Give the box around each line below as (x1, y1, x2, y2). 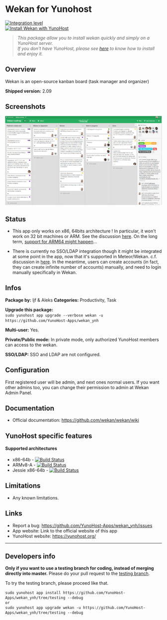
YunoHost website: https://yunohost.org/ (12, 533, 96, 539)
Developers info (5, 552, 56, 560)
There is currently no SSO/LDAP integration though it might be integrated (12, 248, 162, 254)
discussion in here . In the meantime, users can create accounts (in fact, (12, 259, 159, 265)
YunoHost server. (17, 40, 53, 46)
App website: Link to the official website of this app (12, 527, 118, 533)
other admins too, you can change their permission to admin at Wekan (5, 384, 149, 390)
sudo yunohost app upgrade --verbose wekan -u (5, 312, 103, 318)
